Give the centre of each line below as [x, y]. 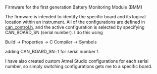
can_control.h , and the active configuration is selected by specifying [75, 27]
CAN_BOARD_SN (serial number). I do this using [54, 32]
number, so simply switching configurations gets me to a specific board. [79, 66]
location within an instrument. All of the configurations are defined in [75, 22]
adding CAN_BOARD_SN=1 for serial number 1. [52, 52]
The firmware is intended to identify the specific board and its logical [76, 17]
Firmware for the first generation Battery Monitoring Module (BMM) [74, 7]
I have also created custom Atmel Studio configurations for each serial [77, 61]
